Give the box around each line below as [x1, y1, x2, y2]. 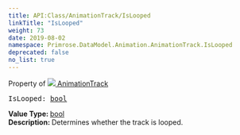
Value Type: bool [8, 109, 65, 118]
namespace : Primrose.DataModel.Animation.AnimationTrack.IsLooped [8, 41, 233, 49]
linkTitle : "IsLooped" [8, 19, 83, 27]
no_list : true [8, 56, 56, 64]
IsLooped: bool [8, 94, 68, 103]
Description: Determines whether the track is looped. [8, 117, 184, 127]
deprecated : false [8, 48, 69, 56]
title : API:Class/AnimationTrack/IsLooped [8, 11, 151, 20]
